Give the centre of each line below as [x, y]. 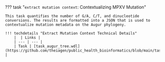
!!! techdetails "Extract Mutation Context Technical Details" [71, 33]
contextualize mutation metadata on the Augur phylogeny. [66, 25]
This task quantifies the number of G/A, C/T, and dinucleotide [72, 16]
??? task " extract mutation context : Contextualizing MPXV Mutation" [76, 7]
